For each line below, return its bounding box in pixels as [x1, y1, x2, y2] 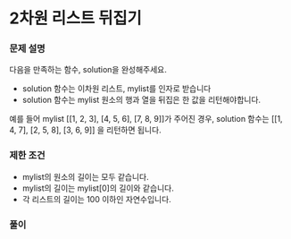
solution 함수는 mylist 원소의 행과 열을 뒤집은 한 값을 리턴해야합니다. [21, 95, 262, 106]
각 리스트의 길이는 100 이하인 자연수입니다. [21, 193, 171, 204]
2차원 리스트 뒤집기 [9, 8, 142, 29]
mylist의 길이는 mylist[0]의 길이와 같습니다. [21, 183, 174, 193]
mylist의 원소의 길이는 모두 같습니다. [21, 171, 149, 182]
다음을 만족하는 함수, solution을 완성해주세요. [9, 64, 167, 75]
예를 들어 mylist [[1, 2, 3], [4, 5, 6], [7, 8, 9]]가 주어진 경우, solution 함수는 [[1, [9, 114, 283, 124]
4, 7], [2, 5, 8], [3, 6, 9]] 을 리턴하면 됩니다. [9, 124, 162, 135]
